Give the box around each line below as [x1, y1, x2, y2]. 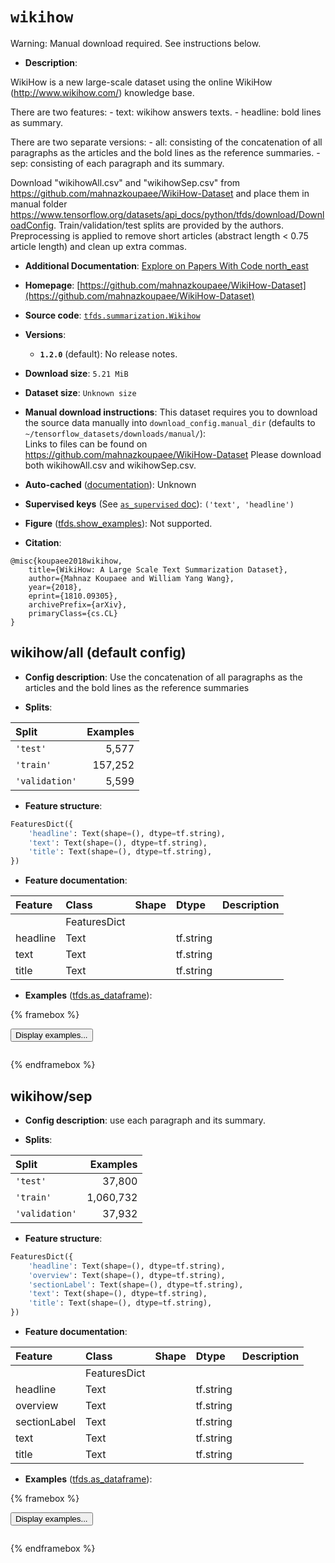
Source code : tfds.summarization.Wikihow [24, 309, 201, 321]
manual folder [10, 198, 68, 210]
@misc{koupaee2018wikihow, [10, 556, 123, 566]
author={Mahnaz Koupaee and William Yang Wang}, [28, 573, 235, 583]
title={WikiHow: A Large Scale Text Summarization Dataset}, [28, 564, 288, 575]
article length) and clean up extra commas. [10, 240, 187, 252]
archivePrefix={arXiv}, [28, 599, 128, 610]
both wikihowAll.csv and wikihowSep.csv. [24, 459, 197, 471]
